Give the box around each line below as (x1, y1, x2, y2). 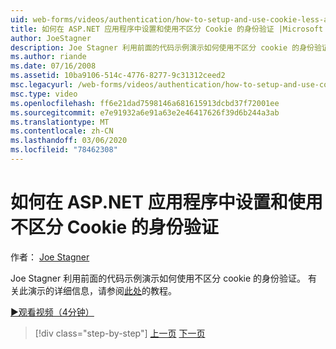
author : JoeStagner (10, 33, 92, 43)
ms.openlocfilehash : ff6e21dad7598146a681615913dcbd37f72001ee (10, 98, 280, 108)
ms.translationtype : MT (10, 117, 110, 127)
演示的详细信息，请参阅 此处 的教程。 (27, 284, 177, 296)
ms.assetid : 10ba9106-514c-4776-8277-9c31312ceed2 (10, 71, 226, 81)
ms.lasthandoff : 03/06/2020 (10, 136, 128, 146)
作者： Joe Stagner (10, 251, 90, 263)
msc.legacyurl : (10, 80, 74, 90)
